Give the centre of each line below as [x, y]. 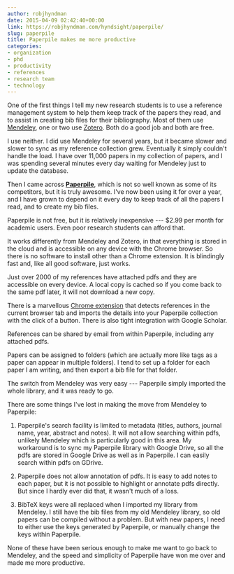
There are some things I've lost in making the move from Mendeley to [107, 405]
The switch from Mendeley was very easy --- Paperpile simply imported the [116, 384]
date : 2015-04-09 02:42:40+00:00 [56, 20]
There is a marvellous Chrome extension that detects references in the [109, 306]
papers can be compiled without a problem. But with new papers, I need [121, 519]
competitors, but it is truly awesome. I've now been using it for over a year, [115, 192]
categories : [24, 46]
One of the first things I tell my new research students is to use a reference [115, 105]
